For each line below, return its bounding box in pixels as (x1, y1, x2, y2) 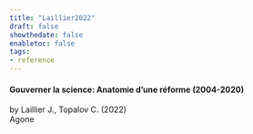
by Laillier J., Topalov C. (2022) (9, 104, 127, 115)
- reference (9, 56, 55, 65)
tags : (9, 47, 30, 57)
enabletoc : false (9, 38, 76, 48)
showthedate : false (9, 30, 84, 39)
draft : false (9, 22, 59, 31)
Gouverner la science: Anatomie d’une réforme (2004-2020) (9, 84, 244, 95)
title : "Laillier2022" (9, 13, 96, 23)
